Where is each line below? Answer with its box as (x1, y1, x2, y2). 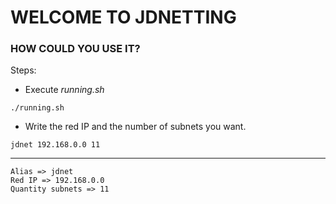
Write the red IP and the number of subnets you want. (24, 121, 247, 133)
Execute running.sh (24, 84, 105, 96)
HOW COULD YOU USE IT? (10, 42, 141, 56)
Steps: (10, 64, 37, 76)
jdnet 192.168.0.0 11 (10, 140, 101, 150)
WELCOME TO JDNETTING (10, 6, 237, 29)
